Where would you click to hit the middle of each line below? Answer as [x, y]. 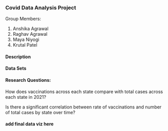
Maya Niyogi [26, 39]
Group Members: [23, 19]
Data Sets [16, 69]
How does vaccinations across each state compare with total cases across [84, 92]
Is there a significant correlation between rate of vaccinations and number [83, 107]
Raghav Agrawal [30, 34]
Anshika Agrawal [30, 29]
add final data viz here [29, 124]
